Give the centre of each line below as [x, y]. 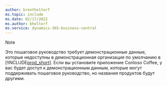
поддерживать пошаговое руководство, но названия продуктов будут [80, 73]
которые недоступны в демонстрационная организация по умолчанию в [83, 57]
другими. [15, 79]
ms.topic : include [24, 14]
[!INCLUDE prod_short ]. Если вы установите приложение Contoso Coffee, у [84, 63]
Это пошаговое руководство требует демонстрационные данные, [76, 52]
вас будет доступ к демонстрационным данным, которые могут [74, 68]
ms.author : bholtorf [27, 24]
